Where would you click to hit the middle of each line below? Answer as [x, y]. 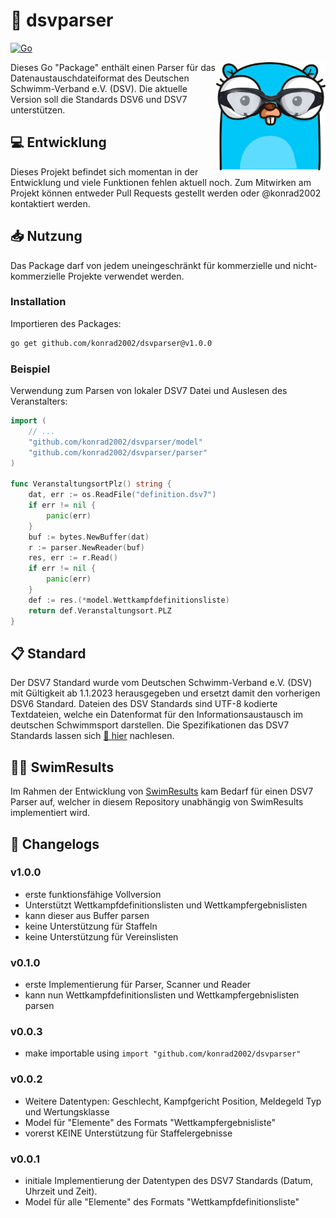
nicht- [305, 265]
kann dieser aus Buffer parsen [87, 915]
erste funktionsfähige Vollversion [93, 894]
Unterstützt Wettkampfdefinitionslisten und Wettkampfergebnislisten [166, 905]
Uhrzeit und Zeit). [61, 1191]
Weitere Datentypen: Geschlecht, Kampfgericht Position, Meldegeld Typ [173, 1101]
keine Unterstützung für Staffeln [91, 926]
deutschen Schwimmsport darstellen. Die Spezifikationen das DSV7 [150, 725]
